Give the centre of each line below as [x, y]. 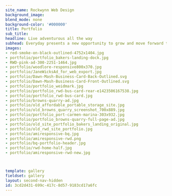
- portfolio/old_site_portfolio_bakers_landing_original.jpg [72, 124]
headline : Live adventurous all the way [49, 39]
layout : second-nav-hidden [34, 180]
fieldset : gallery [25, 176]
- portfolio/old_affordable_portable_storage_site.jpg [65, 105]
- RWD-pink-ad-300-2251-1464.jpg [41, 62]
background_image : [25, 15]
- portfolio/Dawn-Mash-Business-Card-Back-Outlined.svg [66, 77]
